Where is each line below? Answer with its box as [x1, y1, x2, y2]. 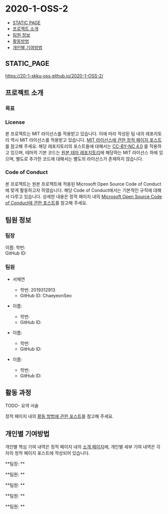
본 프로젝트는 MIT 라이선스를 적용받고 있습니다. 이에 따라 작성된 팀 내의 [5, 131, 145, 137]
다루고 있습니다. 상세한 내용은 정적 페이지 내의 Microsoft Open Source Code [10, 193, 162, 199]
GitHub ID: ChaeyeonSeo [20, 292, 72, 298]
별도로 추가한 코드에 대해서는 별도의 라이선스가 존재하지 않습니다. [16, 156, 143, 162]
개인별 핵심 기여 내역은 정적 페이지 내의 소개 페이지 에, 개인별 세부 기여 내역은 [5, 444, 155, 450]
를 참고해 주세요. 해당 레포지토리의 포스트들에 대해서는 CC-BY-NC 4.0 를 [5, 143, 148, 149]
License [5, 119, 25, 126]
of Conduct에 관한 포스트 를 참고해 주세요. [5, 200, 88, 206]
